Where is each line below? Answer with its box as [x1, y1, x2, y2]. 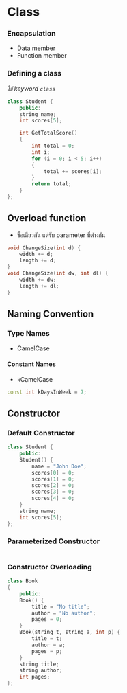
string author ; [19, 667, 63, 674]
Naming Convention [7, 308, 94, 320]
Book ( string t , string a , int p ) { [19, 629, 121, 636]
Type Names [7, 329, 50, 339]
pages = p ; [31, 648, 63, 655]
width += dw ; [19, 276, 57, 284]
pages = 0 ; [31, 616, 63, 623]
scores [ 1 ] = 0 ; [31, 475, 75, 483]
